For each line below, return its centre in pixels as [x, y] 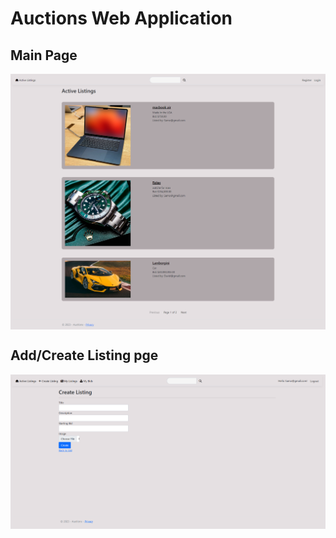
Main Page [44, 55]
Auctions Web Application [121, 18]
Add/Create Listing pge [84, 355]
